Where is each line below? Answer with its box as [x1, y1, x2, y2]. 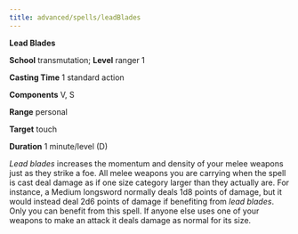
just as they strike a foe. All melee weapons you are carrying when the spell [9, 167, 286, 178]
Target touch [9, 124, 58, 134]
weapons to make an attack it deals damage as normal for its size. [9, 214, 252, 225]
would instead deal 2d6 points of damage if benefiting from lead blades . [9, 196, 274, 206]
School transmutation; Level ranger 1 [9, 54, 145, 65]
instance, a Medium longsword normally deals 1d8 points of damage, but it [9, 186, 282, 197]
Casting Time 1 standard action [9, 72, 125, 83]
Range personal [9, 106, 68, 117]
